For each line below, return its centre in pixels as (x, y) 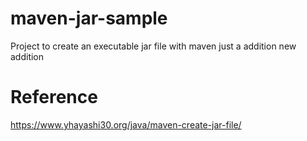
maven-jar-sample (89, 18)
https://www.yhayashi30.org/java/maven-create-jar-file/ (126, 124)
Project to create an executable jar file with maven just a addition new (153, 46)
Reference (54, 97)
